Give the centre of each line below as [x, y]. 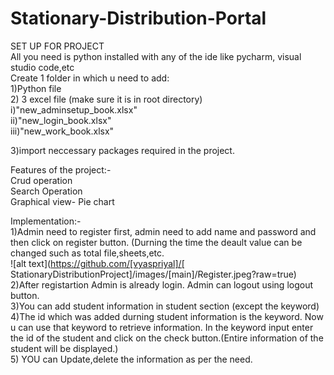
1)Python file [36, 88]
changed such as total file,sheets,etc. [87, 253]
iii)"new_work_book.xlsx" [62, 131]
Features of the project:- [61, 169]
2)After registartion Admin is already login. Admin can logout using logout [162, 284]
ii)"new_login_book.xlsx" [61, 120]
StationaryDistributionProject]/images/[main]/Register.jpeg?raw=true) [153, 274]
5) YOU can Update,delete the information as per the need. [131, 359]
